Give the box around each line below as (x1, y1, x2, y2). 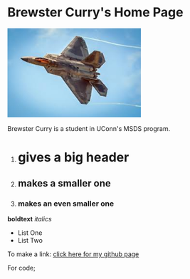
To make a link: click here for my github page (7, 250, 139, 258)
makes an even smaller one (17, 199, 115, 209)
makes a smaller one (17, 177, 112, 189)
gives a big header (17, 149, 130, 165)
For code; (7, 264, 36, 273)
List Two (17, 236, 43, 245)
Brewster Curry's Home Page (7, 4, 184, 21)
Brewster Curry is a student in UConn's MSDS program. (7, 124, 171, 132)
